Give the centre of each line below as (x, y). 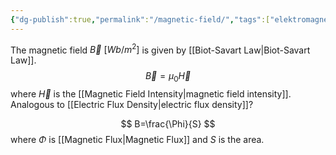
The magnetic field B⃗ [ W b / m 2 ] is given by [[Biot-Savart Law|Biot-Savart (160, 49)
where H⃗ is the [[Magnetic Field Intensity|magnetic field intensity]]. (151, 94)
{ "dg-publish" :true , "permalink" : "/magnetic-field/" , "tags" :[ (140, 19)
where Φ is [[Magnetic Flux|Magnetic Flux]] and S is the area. (137, 140)
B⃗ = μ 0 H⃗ (168, 77)
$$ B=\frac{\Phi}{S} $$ (168, 124)
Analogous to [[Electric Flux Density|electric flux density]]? (132, 105)
